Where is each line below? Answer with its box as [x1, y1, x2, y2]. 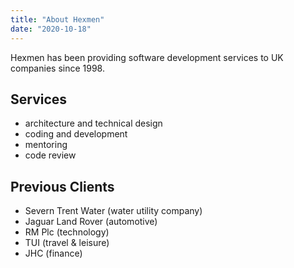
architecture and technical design [24, 117, 163, 130]
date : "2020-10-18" [10, 24, 92, 34]
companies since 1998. [10, 62, 105, 74]
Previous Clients [10, 178, 115, 195]
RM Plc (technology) [24, 226, 110, 238]
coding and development [24, 128, 128, 140]
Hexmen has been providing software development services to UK [10, 51, 284, 63]
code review [24, 149, 77, 161]
